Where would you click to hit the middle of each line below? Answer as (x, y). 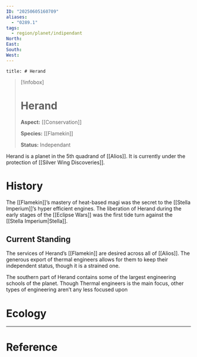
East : (13, 45)
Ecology (26, 313)
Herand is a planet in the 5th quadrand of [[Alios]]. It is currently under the (96, 156)
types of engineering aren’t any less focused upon (67, 290)
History (25, 186)
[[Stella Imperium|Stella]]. (37, 221)
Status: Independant (45, 145)
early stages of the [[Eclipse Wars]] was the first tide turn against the (89, 215)
